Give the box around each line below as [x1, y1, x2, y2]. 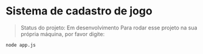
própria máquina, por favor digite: [20, 30, 105, 37]
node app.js [5, 42, 36, 48]
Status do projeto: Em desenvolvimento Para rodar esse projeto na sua [20, 24, 198, 31]
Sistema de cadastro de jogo [5, 4, 153, 18]
